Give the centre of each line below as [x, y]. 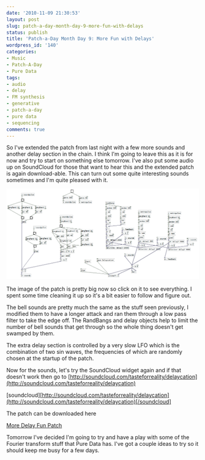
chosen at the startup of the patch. [50, 358]
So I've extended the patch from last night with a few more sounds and [96, 148]
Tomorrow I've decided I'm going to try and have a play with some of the [98, 437]
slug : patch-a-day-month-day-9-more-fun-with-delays [75, 26]
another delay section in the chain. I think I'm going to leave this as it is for [100, 154]
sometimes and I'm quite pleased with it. [57, 180]
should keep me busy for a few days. [53, 450]
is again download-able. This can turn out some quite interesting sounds [98, 174]
